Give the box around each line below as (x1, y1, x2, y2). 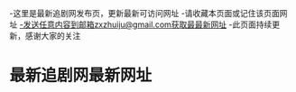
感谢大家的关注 (24, 31, 81, 41)
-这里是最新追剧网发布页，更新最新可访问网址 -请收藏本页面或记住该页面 (9, 8, 280, 18)
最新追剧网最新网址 (9, 66, 153, 86)
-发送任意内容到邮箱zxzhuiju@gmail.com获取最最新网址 (19, 19, 227, 30)
